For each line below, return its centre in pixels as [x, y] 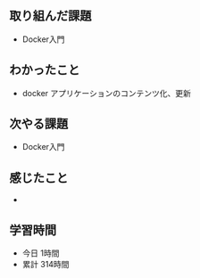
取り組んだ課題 [50, 16]
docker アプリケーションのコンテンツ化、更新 [107, 93]
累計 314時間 [46, 265]
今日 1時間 [41, 253]
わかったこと [45, 70]
